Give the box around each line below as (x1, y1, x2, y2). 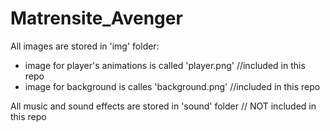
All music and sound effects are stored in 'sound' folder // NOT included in (10, 100, 317, 112)
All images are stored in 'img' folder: (10, 40, 160, 52)
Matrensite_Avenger (10, 7, 183, 30)
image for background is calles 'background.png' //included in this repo (24, 80, 321, 92)
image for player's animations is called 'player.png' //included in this (24, 59, 306, 71)
